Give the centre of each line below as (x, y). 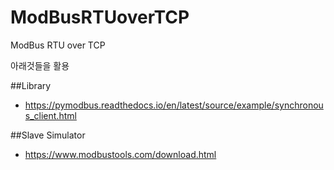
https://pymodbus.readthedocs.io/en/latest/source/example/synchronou (174, 105)
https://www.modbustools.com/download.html (120, 154)
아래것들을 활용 (40, 65)
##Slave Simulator (48, 135)
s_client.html (50, 115)
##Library (31, 85)
